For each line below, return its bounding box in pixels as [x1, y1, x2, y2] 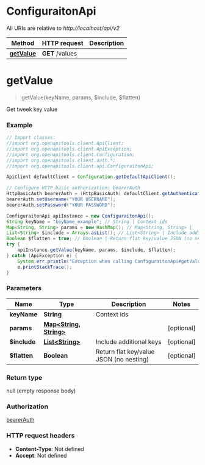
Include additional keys [95, 337, 162, 346]
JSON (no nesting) [95, 355, 149, 363]
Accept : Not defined [15, 452, 67, 459]
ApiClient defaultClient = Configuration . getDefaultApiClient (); [6, 174, 176, 180]
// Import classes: [6, 135, 56, 141]
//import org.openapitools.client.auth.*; [6, 157, 116, 163]
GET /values [41, 49, 77, 57]
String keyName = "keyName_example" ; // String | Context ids [6, 218, 168, 225]
